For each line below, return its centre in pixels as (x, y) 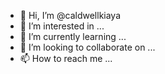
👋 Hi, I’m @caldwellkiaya (70, 15)
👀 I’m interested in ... (62, 26)
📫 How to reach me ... (66, 58)
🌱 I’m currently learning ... (73, 36)
